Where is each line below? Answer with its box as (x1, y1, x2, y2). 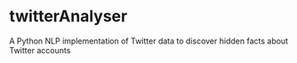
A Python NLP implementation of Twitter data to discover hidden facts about (9, 35, 289, 46)
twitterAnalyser (9, 6, 128, 27)
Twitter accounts (9, 44, 71, 55)
